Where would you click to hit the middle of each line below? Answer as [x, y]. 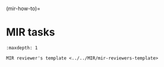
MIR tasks [31, 32]
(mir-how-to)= [23, 9]
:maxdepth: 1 [22, 48]
